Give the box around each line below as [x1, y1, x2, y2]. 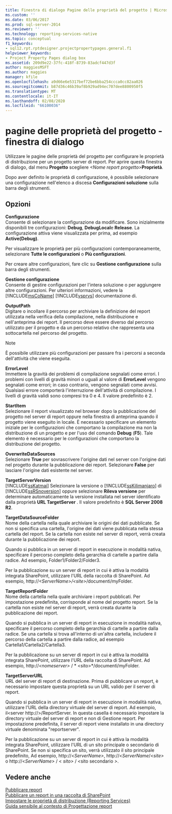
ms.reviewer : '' [5, 27, 40, 32]
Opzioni [5, 200, 31, 209]
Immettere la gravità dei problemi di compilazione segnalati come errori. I [5, 371, 160, 377]
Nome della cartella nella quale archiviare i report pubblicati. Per [5, 593, 141, 600]
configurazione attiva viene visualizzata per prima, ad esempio [5, 230, 138, 236]
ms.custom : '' [5, 12, 36, 17]
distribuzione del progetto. [5, 441, 61, 447]
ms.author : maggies [5, 70, 47, 75]
